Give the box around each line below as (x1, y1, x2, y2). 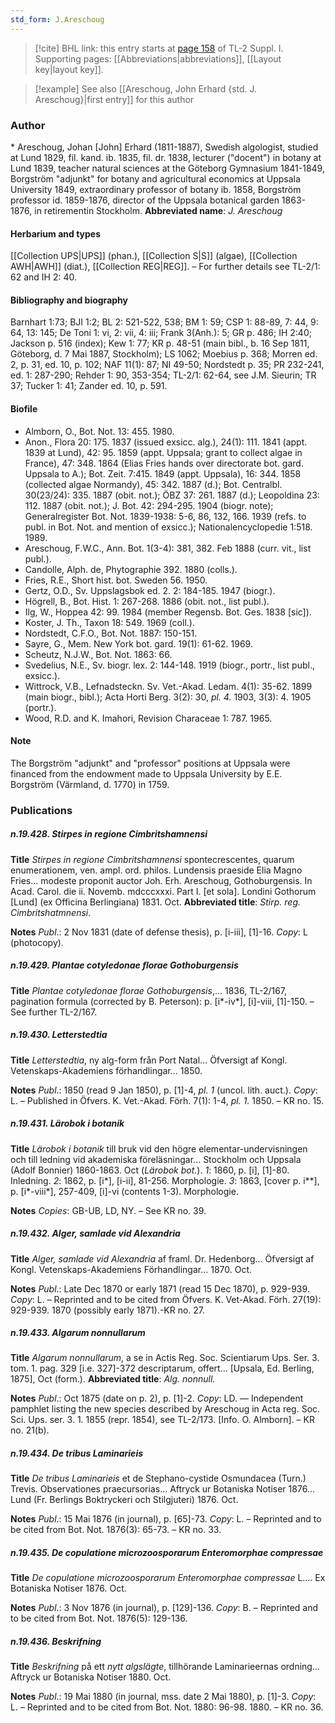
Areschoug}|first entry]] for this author (34, 93, 195, 105)
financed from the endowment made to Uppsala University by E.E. (10, 767, 283, 780)
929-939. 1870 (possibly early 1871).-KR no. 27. (10, 1304, 206, 1316)
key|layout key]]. (34, 63, 104, 75)
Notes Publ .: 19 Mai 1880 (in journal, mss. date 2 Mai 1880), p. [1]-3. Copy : (10, 1691, 317, 1703)
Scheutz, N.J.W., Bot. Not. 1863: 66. (24, 648, 173, 660)
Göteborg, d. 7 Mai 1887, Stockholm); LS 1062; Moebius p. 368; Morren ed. (10, 348, 318, 360)
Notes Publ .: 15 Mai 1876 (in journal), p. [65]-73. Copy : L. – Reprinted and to (10, 1513, 322, 1525)
